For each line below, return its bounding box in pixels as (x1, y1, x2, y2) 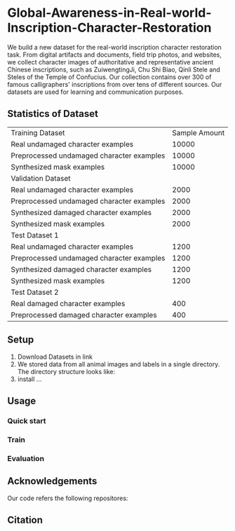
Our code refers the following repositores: (7, 494, 128, 502)
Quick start (7, 415, 47, 425)
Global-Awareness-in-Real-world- (7, 5, 212, 21)
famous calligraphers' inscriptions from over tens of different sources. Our (7, 80, 222, 88)
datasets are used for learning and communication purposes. (7, 88, 184, 96)
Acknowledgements (7, 475, 98, 488)
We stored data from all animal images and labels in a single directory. (17, 359, 220, 368)
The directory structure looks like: (17, 367, 116, 375)
